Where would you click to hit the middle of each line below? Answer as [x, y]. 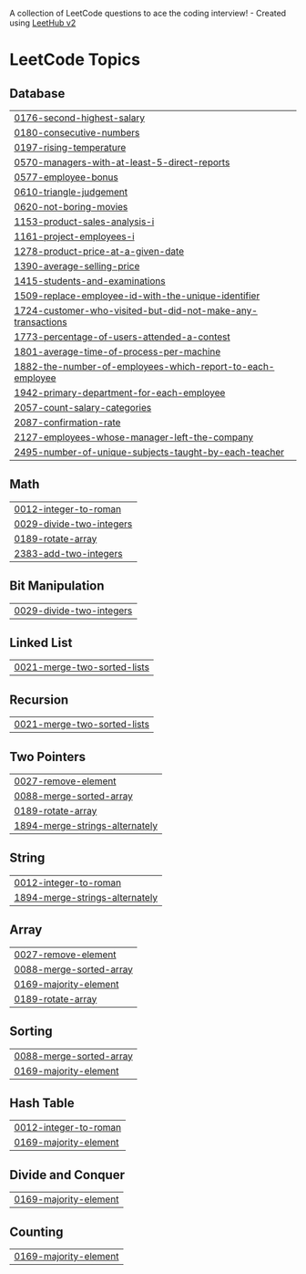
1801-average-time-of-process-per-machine [117, 352]
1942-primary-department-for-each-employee [120, 393]
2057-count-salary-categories [83, 407]
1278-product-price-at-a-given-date [99, 251]
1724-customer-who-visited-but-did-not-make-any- [136, 311]
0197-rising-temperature [70, 147]
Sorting [31, 1032]
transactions [41, 322]
